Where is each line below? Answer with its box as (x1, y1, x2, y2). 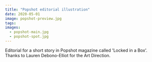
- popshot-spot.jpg (9, 34, 49, 39)
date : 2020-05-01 (5, 12, 40, 16)
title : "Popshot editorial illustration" (5, 7, 90, 12)
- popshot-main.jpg (9, 30, 49, 34)
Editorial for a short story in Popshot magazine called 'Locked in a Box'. (5, 47, 148, 53)
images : (5, 25, 21, 30)
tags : (5, 20, 16, 26)
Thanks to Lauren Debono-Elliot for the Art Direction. (5, 52, 111, 58)
